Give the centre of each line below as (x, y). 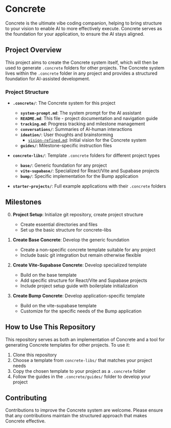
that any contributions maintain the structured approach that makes (76, 416)
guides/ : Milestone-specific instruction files (66, 146)
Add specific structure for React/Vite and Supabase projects (84, 280)
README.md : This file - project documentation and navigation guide (89, 119)
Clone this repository (35, 355)
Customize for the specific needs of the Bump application (81, 311)
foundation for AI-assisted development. (48, 78)
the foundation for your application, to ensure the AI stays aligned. (75, 34)
